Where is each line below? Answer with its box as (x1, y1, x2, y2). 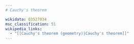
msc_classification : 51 (5, 21, 56, 27)
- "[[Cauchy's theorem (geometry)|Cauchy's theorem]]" (10, 31, 129, 36)
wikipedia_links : (5, 26, 42, 31)
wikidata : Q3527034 (5, 16, 47, 22)
